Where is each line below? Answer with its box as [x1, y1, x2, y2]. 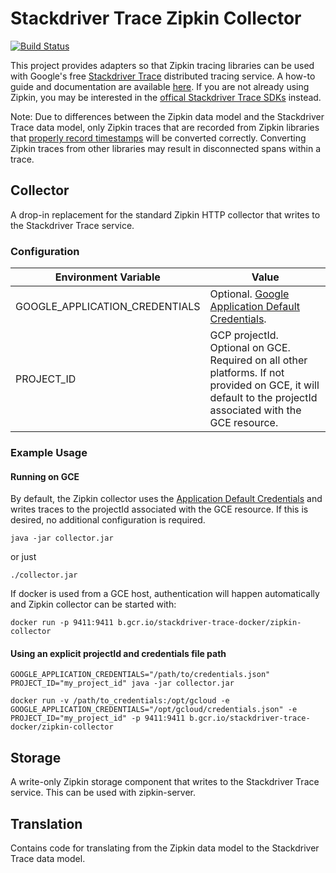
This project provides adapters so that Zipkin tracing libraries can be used [10, 59, 315, 71]
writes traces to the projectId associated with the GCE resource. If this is [10, 503, 309, 516]
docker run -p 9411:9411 [10, 618, 114, 628]
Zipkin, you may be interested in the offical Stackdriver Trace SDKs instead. [10, 91, 322, 103]
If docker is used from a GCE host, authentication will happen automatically [10, 588, 320, 600]
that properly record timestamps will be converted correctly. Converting [10, 132, 307, 144]
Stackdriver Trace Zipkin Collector [10, 7, 302, 30]
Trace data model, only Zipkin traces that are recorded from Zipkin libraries [10, 121, 320, 133]
